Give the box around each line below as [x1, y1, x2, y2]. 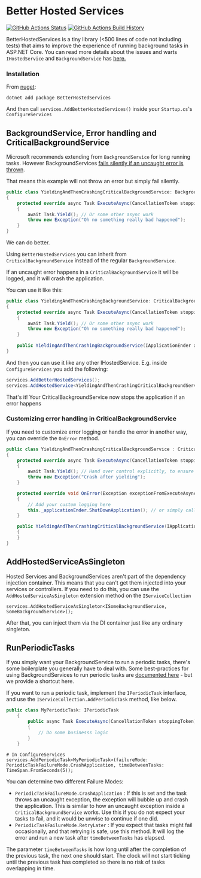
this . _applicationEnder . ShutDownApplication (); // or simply [28, 507, 184, 513]
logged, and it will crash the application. [6, 275, 105, 282]
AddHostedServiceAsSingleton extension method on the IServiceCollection [6, 592, 191, 599]
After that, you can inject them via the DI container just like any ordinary [6, 619, 183, 626]
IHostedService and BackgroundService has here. [6, 55, 126, 62]
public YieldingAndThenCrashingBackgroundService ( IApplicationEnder [17, 343, 191, 349]
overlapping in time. [6, 864, 55, 872]
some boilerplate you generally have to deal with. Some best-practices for [6, 665, 189, 672]
